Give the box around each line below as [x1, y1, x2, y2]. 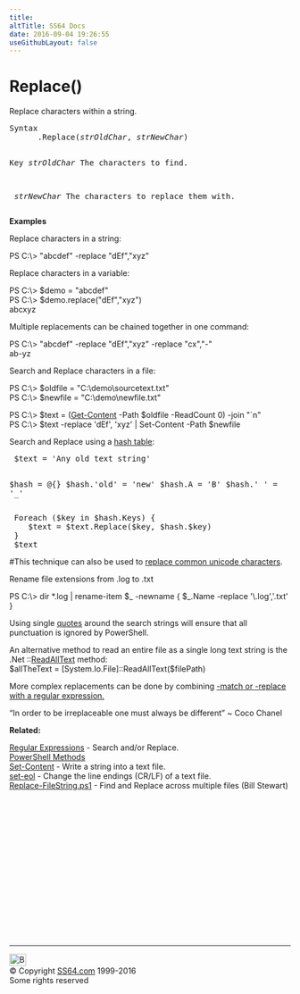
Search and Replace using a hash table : [9, 437, 155, 447]
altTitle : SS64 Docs [9, 21, 87, 30]
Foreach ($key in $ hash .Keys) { [13, 513, 156, 523]
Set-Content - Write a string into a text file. [9, 761, 166, 773]
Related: [9, 725, 42, 736]
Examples [9, 216, 47, 227]
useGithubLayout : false [9, 38, 98, 47]
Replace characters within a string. [9, 106, 137, 117]
